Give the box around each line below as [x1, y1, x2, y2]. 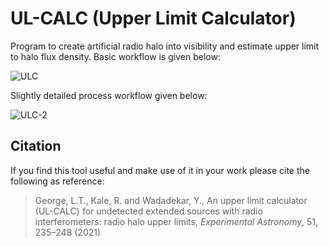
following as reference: [10, 175, 105, 187]
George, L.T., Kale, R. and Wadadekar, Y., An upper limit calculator [34, 194, 308, 206]
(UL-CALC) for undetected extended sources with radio [34, 205, 263, 217]
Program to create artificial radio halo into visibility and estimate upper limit [10, 40, 320, 52]
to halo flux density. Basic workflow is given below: [10, 50, 221, 62]
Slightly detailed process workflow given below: [10, 89, 208, 101]
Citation [10, 138, 62, 155]
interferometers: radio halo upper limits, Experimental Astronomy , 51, [34, 215, 319, 227]
